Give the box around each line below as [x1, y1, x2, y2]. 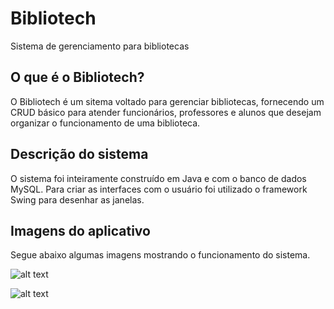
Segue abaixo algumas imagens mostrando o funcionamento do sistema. [10, 249, 311, 261]
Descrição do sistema [10, 146, 149, 163]
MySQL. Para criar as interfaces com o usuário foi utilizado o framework [10, 183, 308, 195]
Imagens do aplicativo [10, 222, 151, 239]
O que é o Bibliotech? [10, 69, 145, 86]
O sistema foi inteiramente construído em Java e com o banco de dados [10, 172, 307, 184]
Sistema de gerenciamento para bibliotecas [10, 40, 190, 52]
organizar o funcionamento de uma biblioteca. [10, 117, 201, 129]
